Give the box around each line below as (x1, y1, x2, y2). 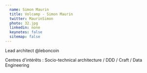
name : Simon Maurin (9, 7, 49, 12)
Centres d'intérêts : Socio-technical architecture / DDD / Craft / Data (5, 57, 143, 63)
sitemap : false (9, 35, 41, 39)
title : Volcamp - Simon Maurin (9, 12, 73, 17)
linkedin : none (9, 25, 41, 30)
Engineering (5, 62, 29, 68)
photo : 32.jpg (9, 20, 38, 26)
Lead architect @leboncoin (5, 47, 60, 54)
